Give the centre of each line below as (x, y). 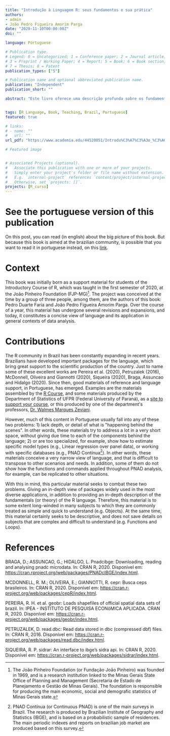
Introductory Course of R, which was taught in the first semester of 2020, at (84, 287)
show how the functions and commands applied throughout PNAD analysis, (84, 469)
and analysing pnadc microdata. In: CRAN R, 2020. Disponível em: (74, 567)
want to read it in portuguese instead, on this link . (57, 248)
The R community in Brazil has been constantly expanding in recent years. (83, 355)
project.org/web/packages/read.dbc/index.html (55, 640)
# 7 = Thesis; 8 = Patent (32, 66)
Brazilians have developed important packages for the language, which (79, 361)
